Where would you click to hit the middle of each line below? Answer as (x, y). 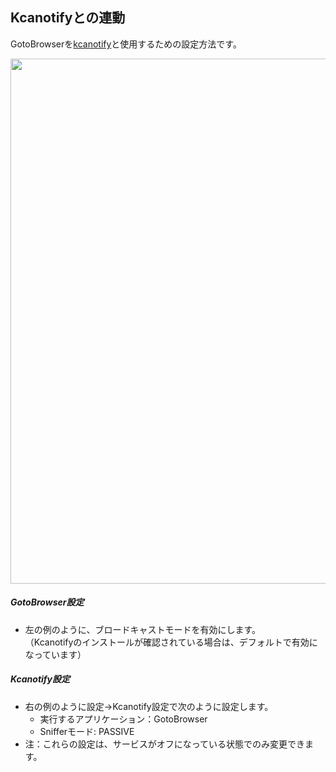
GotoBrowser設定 (47, 602)
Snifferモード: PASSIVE (87, 731)
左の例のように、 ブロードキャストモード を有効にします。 (142, 629)
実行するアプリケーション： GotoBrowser (123, 719)
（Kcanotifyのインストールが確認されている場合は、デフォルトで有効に (171, 642)
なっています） (55, 654)
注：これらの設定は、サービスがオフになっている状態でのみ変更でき (165, 744)
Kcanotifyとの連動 (68, 18)
